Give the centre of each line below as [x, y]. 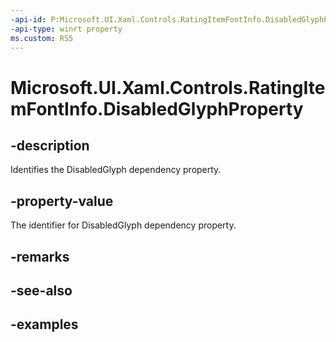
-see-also [41, 290]
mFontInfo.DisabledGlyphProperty [157, 108]
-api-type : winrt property [66, 29]
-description [50, 145]
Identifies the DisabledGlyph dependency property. [116, 170]
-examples [44, 324]
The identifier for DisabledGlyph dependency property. [123, 225]
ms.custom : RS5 [42, 38]
